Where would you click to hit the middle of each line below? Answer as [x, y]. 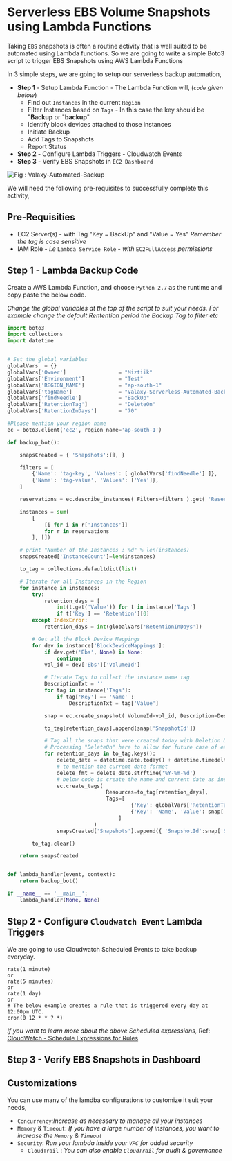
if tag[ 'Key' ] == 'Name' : [95, 697]
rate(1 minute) [29, 969]
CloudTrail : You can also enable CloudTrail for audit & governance [125, 1150]
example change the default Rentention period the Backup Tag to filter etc [113, 315]
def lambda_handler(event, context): [61, 875]
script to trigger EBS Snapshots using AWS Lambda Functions [95, 60]
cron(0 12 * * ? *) [35, 1018]
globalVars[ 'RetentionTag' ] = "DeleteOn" [81, 405]
